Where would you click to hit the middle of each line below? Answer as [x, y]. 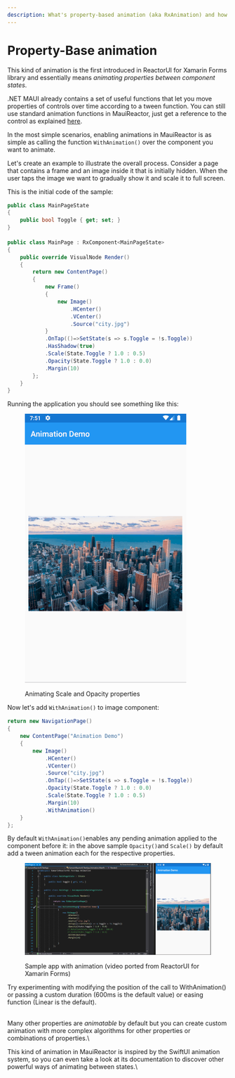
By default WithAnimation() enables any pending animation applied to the [112, 838]
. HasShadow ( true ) [70, 346]
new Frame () [62, 287]
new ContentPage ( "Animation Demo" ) [72, 736]
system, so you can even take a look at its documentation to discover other [116, 1059]
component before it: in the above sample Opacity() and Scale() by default [115, 846]
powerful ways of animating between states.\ [73, 1066]
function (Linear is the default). [52, 1002]
